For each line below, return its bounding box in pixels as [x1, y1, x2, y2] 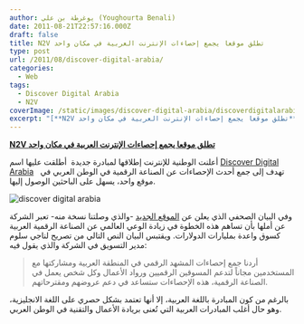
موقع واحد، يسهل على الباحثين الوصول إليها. [9, 176, 157, 186]
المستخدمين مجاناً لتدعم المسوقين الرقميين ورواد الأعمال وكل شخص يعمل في [31, 267, 295, 278]
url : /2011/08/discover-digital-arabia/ [9, 55, 165, 64]
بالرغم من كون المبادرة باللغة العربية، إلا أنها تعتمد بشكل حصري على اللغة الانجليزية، [9, 294, 290, 305]
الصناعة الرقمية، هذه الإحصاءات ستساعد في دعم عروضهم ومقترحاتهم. [31, 277, 269, 288]
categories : [9, 64, 54, 73]
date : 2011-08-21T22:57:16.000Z [9, 22, 131, 31]
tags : [9, 81, 30, 90]
